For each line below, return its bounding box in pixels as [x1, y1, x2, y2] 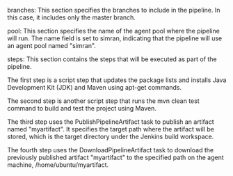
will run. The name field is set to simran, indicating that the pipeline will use [7, 34, 223, 42]
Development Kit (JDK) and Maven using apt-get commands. [7, 83, 182, 91]
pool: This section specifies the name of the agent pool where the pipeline [7, 27, 220, 35]
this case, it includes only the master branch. [7, 13, 136, 22]
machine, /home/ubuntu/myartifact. [7, 161, 109, 169]
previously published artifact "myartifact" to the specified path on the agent [7, 153, 224, 161]
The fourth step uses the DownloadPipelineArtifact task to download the [7, 146, 214, 154]
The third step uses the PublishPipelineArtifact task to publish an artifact [7, 118, 214, 126]
